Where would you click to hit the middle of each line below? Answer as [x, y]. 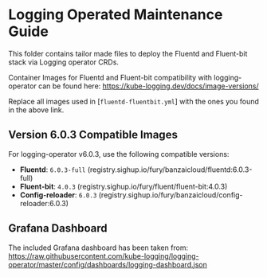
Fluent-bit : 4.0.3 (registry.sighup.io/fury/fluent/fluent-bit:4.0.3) [124, 186]
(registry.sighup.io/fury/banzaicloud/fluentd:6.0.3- [170, 170]
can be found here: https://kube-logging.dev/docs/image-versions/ [149, 86]
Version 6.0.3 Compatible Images [93, 135]
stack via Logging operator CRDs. [64, 62]
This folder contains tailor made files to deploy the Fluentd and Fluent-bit [128, 53]
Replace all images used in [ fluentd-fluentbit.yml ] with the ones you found [133, 101]
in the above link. [36, 110]
